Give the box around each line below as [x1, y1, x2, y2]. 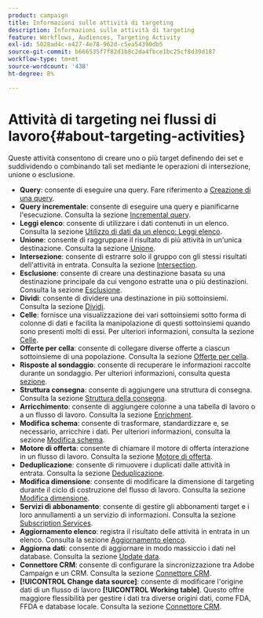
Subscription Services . [19, 518, 93, 528]
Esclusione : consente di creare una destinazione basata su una [19, 268, 226, 278]
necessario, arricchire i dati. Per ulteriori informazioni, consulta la [19, 427, 231, 436]
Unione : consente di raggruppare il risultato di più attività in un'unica [19, 234, 242, 244]
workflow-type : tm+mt [8, 56, 79, 64]
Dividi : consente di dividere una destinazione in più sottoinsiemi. [19, 293, 229, 303]
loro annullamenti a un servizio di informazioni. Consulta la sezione [19, 510, 236, 519]
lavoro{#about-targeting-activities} [8, 127, 246, 145]
